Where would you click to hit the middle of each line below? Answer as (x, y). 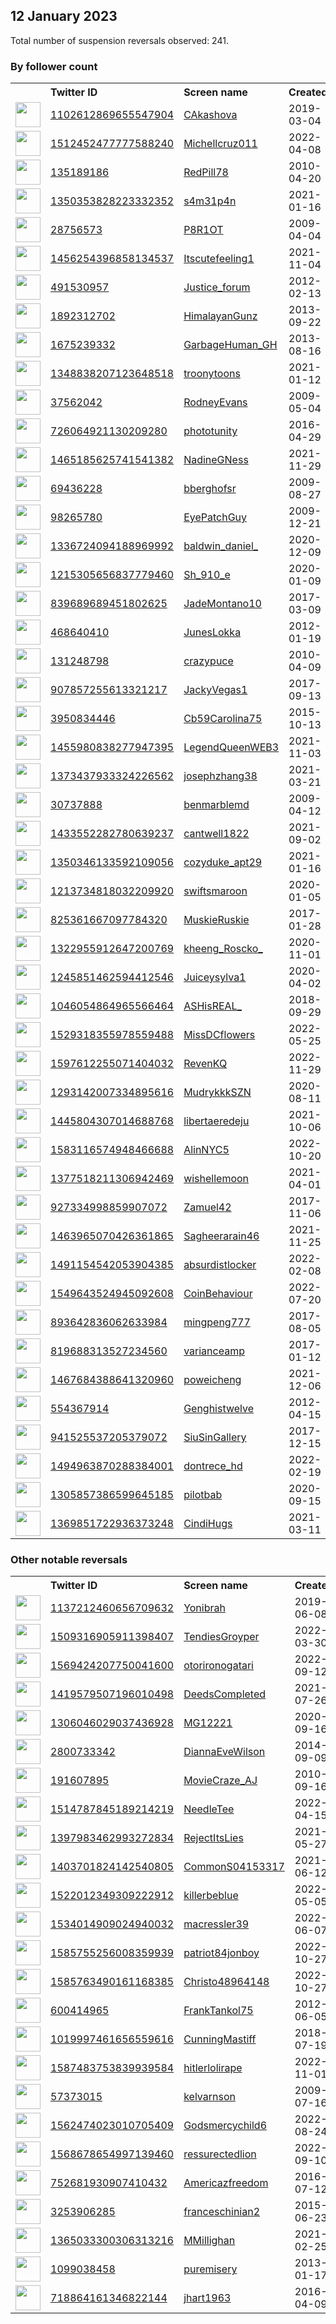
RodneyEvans (215, 402)
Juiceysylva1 (215, 977)
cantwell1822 (216, 834)
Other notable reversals (69, 1560)
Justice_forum (217, 287)
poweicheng (212, 1380)
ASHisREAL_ (212, 1006)
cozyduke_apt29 (223, 862)
